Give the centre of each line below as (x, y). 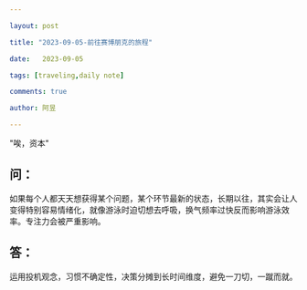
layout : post (34, 26)
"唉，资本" (30, 143)
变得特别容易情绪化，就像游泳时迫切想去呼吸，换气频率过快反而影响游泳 (145, 210)
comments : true (38, 92)
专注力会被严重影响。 (65, 221)
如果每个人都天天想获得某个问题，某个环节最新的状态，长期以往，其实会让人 (153, 198)
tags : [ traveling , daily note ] (67, 75)
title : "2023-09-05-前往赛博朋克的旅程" (81, 42)
